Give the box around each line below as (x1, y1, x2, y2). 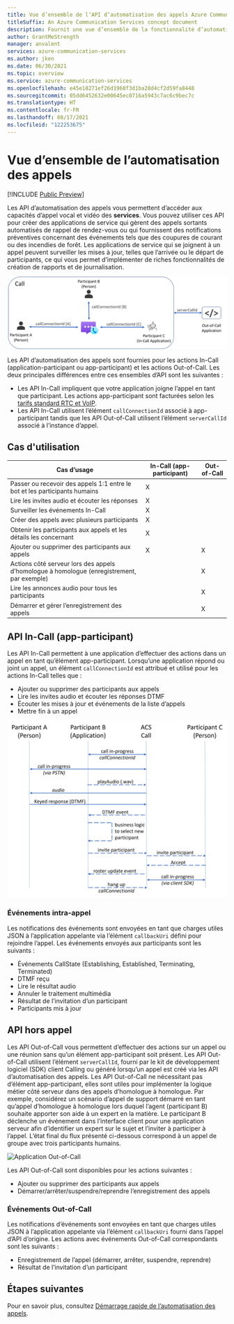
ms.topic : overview (7, 70, 64, 77)
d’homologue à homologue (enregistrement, (10, 567, 136, 576)
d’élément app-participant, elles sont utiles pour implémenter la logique (7, 1080, 212, 1088)
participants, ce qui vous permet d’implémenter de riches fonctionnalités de (7, 255, 225, 264)
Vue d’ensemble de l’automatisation (7, 152, 220, 168)
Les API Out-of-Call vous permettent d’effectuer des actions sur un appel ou (7, 1043, 226, 1051)
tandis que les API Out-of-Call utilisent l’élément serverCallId (49, 414, 227, 423)
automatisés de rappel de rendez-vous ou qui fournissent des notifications (7, 226, 221, 234)
